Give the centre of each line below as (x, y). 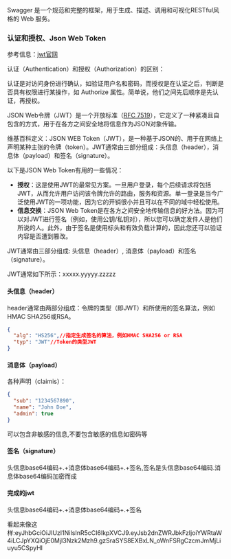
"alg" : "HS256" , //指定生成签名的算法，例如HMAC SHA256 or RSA (98, 336)
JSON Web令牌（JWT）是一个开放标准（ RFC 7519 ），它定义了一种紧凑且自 (113, 115)
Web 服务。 (37, 19)
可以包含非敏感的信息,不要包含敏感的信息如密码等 (77, 434)
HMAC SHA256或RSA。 (41, 316)
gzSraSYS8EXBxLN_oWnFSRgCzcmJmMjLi (160, 540)
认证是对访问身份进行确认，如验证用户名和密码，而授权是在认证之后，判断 (112, 84)
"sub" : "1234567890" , (44, 401)
